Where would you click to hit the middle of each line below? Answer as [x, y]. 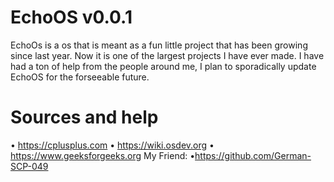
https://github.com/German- [253, 155]
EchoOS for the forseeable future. [80, 77]
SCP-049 [29, 166]
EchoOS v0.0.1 [71, 17]
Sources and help [84, 117]
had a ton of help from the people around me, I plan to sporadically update [163, 66]
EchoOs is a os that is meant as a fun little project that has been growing [159, 45]
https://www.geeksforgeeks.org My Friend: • [103, 155]
